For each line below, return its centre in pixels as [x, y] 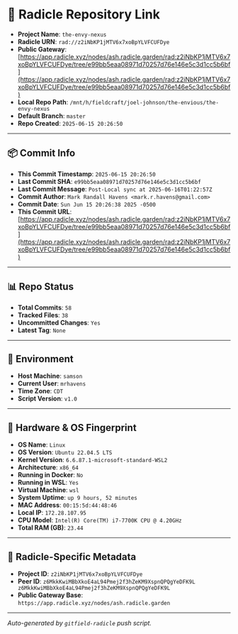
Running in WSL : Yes [48, 483]
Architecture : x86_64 [48, 467]
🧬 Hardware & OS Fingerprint [72, 428]
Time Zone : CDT [40, 391]
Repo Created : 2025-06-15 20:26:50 [70, 123]
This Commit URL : [45, 212]
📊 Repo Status [41, 287]
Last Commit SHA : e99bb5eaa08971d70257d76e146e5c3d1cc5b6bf [109, 181]
